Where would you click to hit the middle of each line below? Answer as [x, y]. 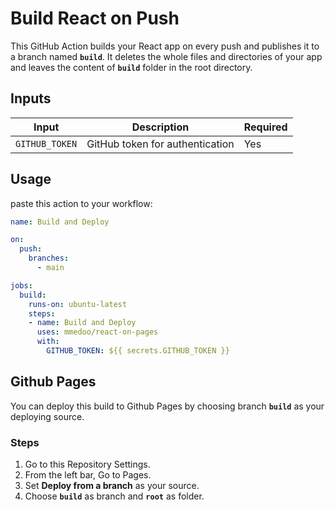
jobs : [21, 285]
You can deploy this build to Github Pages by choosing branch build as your [167, 406]
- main [50, 268]
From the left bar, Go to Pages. [88, 475]
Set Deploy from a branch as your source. [112, 486]
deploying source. [47, 416]
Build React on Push [95, 18]
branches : [49, 258]
